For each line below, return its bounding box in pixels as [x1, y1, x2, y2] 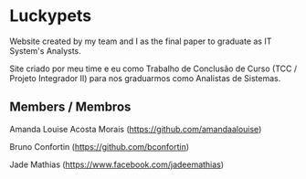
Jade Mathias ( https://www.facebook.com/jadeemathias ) [9, 159, 225, 170]
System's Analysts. [9, 45, 82, 56]
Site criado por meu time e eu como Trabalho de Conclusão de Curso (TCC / [9, 63, 298, 74]
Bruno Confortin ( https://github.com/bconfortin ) [9, 141, 190, 152]
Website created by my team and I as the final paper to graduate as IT [9, 36, 272, 47]
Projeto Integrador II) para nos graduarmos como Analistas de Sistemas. [9, 72, 281, 83]
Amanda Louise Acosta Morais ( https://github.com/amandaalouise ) [9, 123, 262, 134]
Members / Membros [9, 100, 132, 115]
